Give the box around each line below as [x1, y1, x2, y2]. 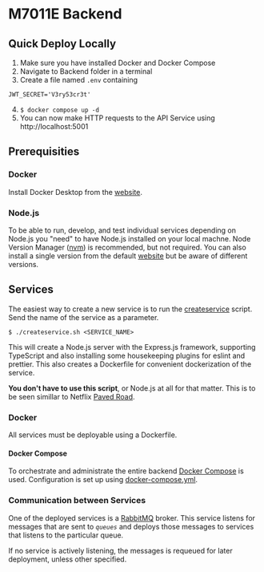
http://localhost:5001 [19, 122, 89, 131]
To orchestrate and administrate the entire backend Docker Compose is [8, 466, 244, 476]
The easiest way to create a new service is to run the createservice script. [8, 304, 253, 314]
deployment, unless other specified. [8, 554, 127, 564]
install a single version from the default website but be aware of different [8, 250, 248, 261]
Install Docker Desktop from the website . [8, 187, 142, 197]
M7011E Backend [8, 5, 122, 23]
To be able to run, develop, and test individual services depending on [8, 225, 237, 235]
